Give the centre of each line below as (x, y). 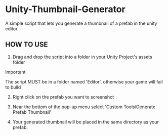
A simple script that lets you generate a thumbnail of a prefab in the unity (81, 23)
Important (15, 72)
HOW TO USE (27, 45)
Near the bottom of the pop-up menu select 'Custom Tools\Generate (84, 107)
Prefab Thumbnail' (32, 112)
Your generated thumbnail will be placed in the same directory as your (86, 122)
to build (13, 87)
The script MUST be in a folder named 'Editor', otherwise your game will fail (84, 81)
